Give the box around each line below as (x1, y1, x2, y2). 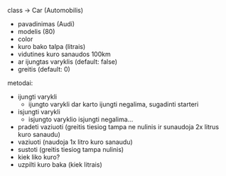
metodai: (7, 79, 33, 87)
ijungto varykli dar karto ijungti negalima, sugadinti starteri (28, 100, 199, 109)
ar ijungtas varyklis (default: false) (17, 57, 118, 66)
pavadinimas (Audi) (17, 20, 75, 28)
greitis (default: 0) (17, 65, 71, 73)
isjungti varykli (17, 108, 60, 116)
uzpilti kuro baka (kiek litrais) (17, 160, 103, 169)
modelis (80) (17, 28, 55, 35)
